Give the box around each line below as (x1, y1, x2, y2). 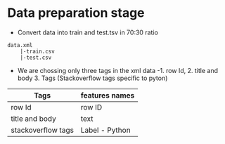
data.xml (7, 41, 33, 48)
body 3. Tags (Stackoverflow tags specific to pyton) (17, 74, 168, 82)
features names (80, 90, 135, 100)
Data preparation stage (7, 5, 146, 21)
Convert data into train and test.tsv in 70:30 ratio (17, 28, 158, 37)
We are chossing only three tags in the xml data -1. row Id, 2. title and (17, 66, 219, 74)
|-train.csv (20, 48, 55, 55)
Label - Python (80, 125, 131, 135)
